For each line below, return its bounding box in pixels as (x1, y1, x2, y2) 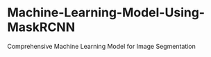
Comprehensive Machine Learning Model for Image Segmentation (7, 42, 196, 50)
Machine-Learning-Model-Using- (7, 5, 205, 21)
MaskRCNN (7, 19, 76, 35)
